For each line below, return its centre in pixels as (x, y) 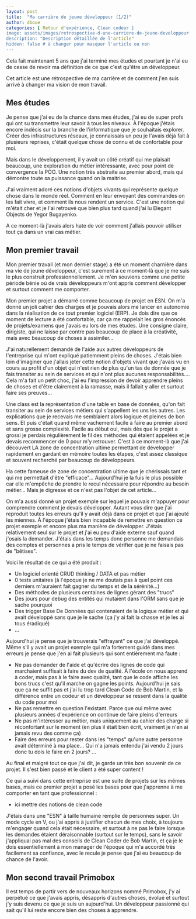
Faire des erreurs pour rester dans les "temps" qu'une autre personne (98, 739)
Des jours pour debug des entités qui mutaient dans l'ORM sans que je (99, 598)
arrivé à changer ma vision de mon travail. (57, 84)
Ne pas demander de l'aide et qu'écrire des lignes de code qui (90, 665)
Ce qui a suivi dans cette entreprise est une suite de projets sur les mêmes (96, 780)
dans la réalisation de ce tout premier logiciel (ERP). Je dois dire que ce (92, 313)
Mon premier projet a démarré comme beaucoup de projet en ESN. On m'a (96, 300)
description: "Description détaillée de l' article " (70, 39)
